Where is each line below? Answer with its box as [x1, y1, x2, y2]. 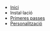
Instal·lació [10, 10, 33, 16]
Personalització [10, 20, 42, 26]
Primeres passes [10, 15, 45, 21]
